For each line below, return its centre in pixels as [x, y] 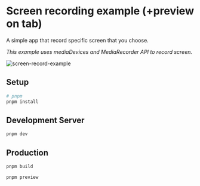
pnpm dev [17, 134]
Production [27, 153]
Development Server [45, 120]
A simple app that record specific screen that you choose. [78, 40]
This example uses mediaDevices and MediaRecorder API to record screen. [99, 51]
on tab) [24, 24]
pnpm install [22, 102]
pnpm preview [22, 177]
